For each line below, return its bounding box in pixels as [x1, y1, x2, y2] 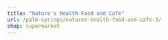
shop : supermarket [7, 22, 60, 29]
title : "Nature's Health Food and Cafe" [7, 9, 125, 17]
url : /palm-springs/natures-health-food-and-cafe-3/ [7, 16, 162, 23]
